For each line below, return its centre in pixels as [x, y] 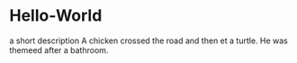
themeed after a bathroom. [59, 49]
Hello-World [56, 16]
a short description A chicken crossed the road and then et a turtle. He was [148, 40]
